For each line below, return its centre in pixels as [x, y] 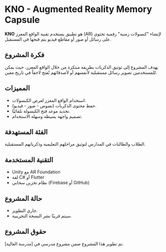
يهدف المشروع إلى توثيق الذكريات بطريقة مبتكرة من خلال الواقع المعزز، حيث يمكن [81, 67]
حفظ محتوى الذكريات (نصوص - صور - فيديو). [54, 105]
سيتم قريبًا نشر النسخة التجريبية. [42, 216]
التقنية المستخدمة [29, 160]
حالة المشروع [23, 199]
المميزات [17, 88]
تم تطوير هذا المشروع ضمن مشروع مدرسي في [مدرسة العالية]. [64, 243]
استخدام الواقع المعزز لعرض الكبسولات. [49, 100]
